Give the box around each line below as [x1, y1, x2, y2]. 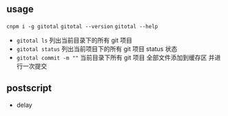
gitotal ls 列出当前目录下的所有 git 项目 [16, 36, 132, 44]
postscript [6, 82, 52, 94]
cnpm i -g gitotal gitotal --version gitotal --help [6, 23, 158, 30]
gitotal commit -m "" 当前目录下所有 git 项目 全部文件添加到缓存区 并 [16, 53, 215, 61]
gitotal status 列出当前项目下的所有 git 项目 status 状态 [16, 44, 178, 52]
